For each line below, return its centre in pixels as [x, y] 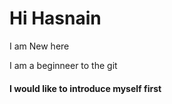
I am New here [39, 46]
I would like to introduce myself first [85, 88]
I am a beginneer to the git [63, 65]
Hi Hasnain [55, 18]
